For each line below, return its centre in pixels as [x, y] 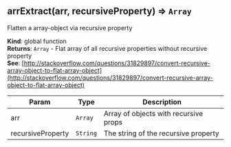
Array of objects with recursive [153, 113]
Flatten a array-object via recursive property [70, 27]
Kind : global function [37, 41]
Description [162, 102]
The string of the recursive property [161, 133]
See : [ [15, 63]
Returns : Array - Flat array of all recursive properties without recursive [107, 48]
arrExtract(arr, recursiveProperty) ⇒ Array [99, 11]
